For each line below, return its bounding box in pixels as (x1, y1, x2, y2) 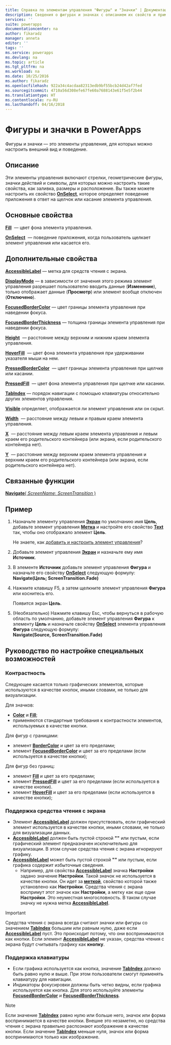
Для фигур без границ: (5, 763, 55, 769)
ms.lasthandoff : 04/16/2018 (5, 102, 65, 107)
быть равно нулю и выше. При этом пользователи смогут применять (12, 971, 164, 977)
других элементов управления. (5, 396, 74, 402)
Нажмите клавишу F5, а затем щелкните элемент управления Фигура (12, 585, 166, 591)
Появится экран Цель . (12, 600, 62, 606)
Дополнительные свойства (5, 255, 98, 263)
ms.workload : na (5, 69, 40, 74)
